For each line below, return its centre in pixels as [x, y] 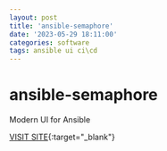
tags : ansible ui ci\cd [54, 51]
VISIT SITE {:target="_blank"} [63, 137]
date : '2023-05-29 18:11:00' [63, 34]
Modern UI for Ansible [50, 120]
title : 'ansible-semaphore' [62, 26]
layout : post [33, 17]
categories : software [50, 42]
